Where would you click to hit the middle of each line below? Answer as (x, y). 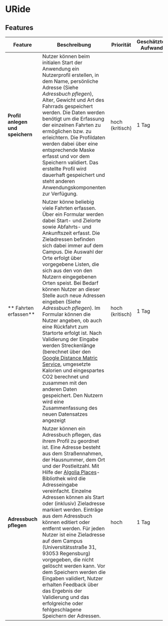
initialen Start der (62, 62)
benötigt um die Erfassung (73, 119)
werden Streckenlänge (69, 345)
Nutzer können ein (64, 428)
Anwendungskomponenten (74, 187)
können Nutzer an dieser (71, 289)
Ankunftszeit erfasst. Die (71, 233)
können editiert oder (66, 522)
